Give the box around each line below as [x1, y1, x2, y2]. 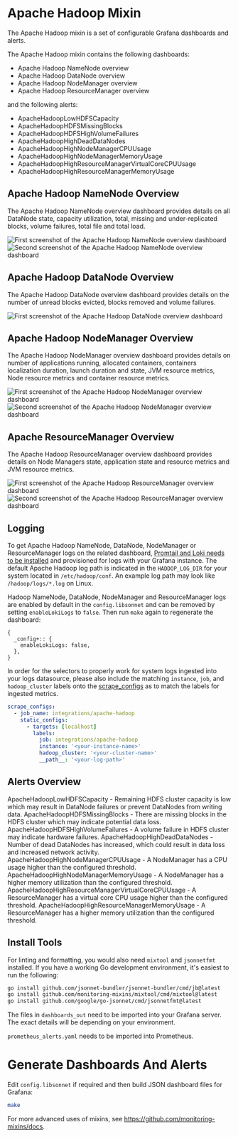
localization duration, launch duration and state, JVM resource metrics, [7, 366, 215, 375]
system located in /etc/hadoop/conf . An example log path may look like [7, 571, 215, 580]
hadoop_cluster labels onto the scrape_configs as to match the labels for [7, 682, 220, 690]
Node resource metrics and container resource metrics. [7, 374, 171, 383]
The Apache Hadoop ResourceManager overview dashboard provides [7, 450, 212, 459]
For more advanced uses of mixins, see [7, 1114, 123, 1123]
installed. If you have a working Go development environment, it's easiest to [7, 963, 229, 972]
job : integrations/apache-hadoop [38, 736, 139, 744]
